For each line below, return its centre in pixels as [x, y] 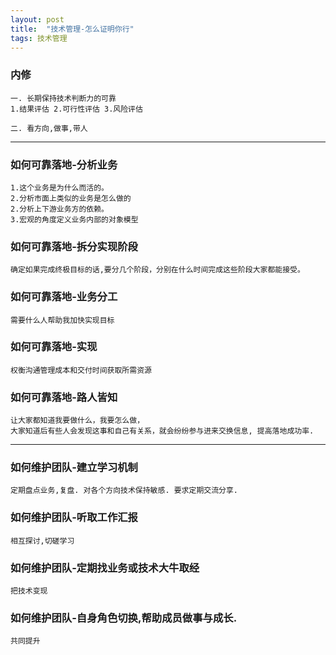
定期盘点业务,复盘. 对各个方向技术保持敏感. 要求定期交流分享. [124, 491]
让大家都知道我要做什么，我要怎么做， [77, 421]
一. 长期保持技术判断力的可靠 [63, 98]
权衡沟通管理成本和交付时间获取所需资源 [81, 370]
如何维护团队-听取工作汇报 [74, 518]
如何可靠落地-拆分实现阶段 [74, 246]
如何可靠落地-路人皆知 [64, 397]
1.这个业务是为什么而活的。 [60, 187]
